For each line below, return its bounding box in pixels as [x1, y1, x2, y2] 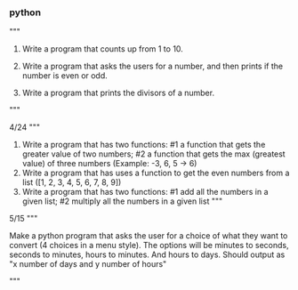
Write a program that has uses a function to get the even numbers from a [21, 167, 290, 179]
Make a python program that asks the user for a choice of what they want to [9, 230, 288, 241]
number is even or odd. [21, 70, 109, 81]
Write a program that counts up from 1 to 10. [21, 44, 184, 54]
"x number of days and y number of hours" [9, 259, 167, 270]
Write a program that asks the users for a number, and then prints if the [21, 60, 283, 72]
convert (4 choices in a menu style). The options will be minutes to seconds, [9, 240, 289, 251]
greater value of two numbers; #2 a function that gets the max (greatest [21, 149, 286, 159]
